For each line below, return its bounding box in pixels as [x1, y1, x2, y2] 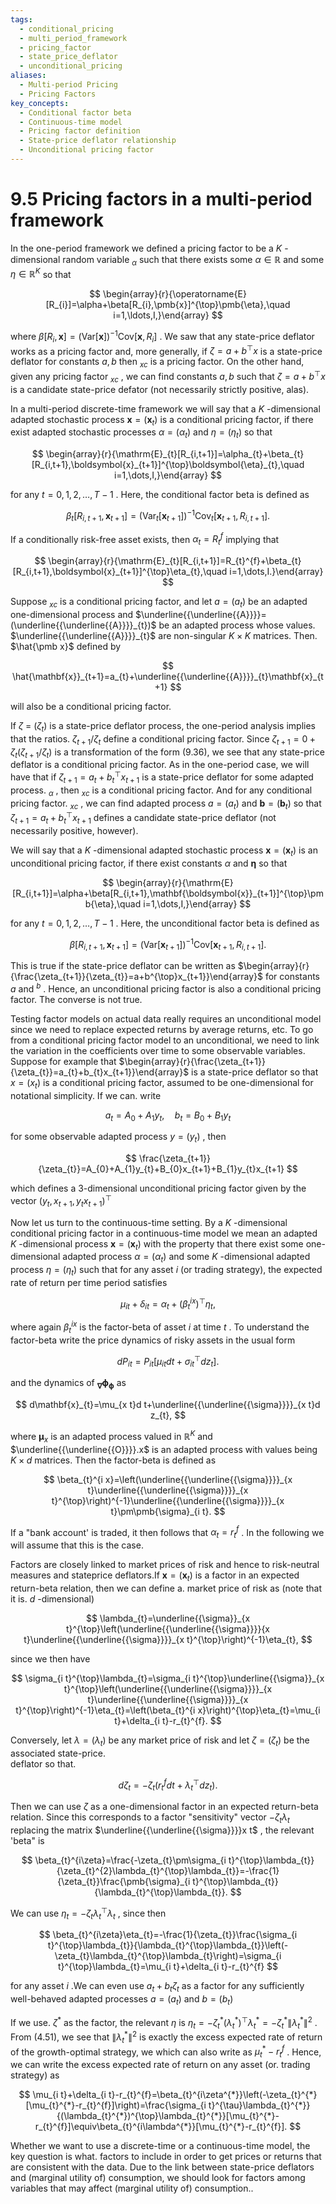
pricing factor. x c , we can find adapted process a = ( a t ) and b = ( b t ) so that [10, 797, 322, 811]
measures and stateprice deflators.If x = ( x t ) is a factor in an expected [10, 1569, 300, 1583]
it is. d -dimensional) [10, 1592, 95, 1605]
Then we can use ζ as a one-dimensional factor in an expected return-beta [10, 1801, 319, 1813]
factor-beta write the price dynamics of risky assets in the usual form [10, 1334, 296, 1346]
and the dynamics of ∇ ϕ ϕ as [10, 1377, 127, 1391]
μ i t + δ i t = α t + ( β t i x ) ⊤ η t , [120, 1296, 216, 1312]
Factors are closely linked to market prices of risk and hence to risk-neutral [10, 1559, 320, 1571]
